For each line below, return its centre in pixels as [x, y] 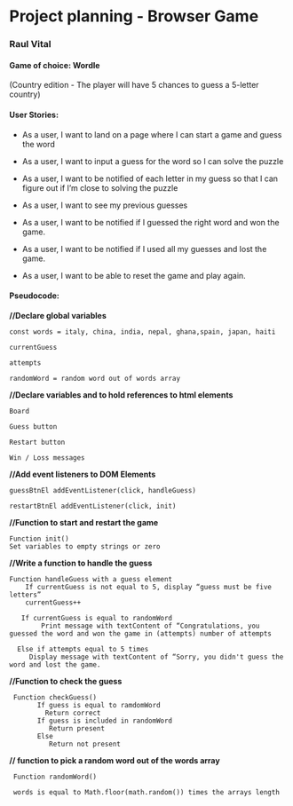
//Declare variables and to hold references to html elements [121, 395]
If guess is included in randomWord [105, 721]
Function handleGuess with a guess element [91, 579]
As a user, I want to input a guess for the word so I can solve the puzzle [153, 161]
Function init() [39, 539]
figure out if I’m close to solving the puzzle [100, 187]
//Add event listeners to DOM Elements [83, 474]
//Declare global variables [58, 315]
